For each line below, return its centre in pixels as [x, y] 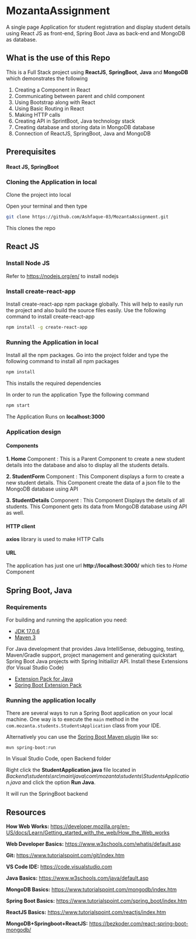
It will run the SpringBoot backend [47, 794]
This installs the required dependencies [54, 383]
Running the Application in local [52, 342]
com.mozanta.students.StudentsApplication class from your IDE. [83, 725]
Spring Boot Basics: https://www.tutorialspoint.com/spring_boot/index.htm [97, 901]
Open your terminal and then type [47, 206]
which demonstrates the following [47, 78]
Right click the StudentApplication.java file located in [71, 770]
